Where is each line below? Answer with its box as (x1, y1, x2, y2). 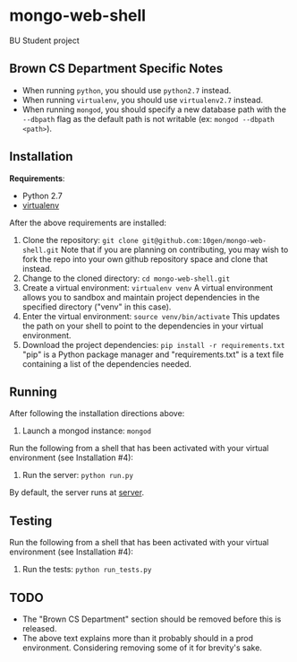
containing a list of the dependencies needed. (21, 358, 192, 369)
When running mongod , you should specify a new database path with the (21, 104, 286, 115)
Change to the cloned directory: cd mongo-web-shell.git (21, 273, 231, 283)
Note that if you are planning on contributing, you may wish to (61, 244, 289, 255)
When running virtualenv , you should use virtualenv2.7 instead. (21, 94, 264, 105)
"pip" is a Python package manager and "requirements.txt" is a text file (21, 349, 284, 360)
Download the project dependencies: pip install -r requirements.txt (21, 339, 285, 350)
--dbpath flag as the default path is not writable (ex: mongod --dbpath (21, 113, 275, 124)
